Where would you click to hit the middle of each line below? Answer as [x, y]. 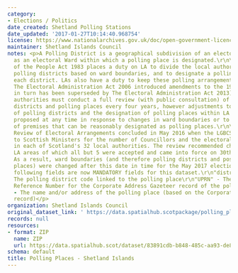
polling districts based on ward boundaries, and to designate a [112, 73]
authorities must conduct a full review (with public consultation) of [122, 100]
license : [20, 41]
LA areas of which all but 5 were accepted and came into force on [115, 153]
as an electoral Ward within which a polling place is [96, 60]
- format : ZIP [28, 232]
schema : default [31, 252]
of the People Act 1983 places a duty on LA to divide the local [112, 67]
